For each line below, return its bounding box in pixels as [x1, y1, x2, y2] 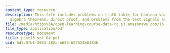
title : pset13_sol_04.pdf [5, 36, 60, 41]
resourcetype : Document [5, 31, 56, 36]
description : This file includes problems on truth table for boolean [5, 12, 157, 17]
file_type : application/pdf [5, 26, 65, 31]
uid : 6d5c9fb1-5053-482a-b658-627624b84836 [5, 40, 99, 45]
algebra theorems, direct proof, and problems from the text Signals [10, 17, 159, 22]
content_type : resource [5, 7, 56, 13]
